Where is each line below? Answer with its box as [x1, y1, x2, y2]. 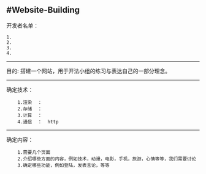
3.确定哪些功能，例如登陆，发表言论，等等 [17, 162, 110, 169]
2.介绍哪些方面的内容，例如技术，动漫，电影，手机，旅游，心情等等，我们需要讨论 [17, 156, 196, 162]
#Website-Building [6, 5, 80, 15]
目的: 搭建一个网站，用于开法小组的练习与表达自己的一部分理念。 [6, 67, 170, 74]
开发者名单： [6, 21, 39, 29]
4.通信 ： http [17, 118, 59, 125]
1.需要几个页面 [17, 149, 51, 155]
